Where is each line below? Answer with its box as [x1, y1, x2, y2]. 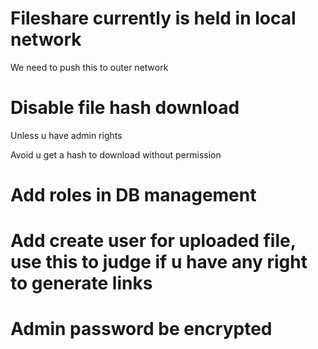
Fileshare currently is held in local [10, 7, 297, 30]
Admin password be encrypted [10, 318, 273, 341]
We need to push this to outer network [10, 61, 169, 73]
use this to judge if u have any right [10, 251, 308, 274]
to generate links [10, 272, 153, 295]
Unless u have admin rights [10, 129, 123, 141]
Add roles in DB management [10, 184, 257, 207]
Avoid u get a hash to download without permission [10, 148, 222, 161]
